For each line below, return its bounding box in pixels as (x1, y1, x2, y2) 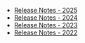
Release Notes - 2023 (13, 21, 78, 29)
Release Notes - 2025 (13, 6, 78, 14)
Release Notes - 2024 (13, 13, 78, 22)
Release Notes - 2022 (13, 28, 78, 37)
